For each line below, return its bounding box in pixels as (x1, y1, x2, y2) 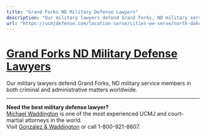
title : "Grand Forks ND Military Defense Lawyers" (6, 9, 139, 15)
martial (6, 116, 24, 124)
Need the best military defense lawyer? (6, 104, 109, 111)
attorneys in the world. (25, 116, 82, 124)
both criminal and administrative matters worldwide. (6, 86, 138, 93)
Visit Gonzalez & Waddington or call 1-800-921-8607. (6, 123, 141, 131)
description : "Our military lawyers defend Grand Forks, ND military (6, 15, 188, 21)
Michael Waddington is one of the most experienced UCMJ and (6, 110, 167, 118)
